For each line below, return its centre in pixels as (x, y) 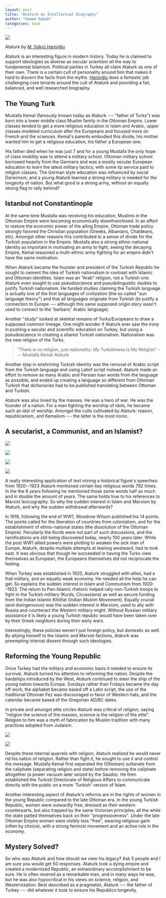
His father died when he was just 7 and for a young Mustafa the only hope (81, 151)
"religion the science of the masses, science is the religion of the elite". (77, 714)
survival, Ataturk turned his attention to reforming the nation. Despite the (79, 673)
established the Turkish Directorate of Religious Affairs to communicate (78, 779)
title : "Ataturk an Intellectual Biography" (52, 14)
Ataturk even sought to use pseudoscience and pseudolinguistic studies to (81, 283)
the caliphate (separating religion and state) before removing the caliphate (81, 769)
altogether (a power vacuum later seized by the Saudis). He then (71, 774)
